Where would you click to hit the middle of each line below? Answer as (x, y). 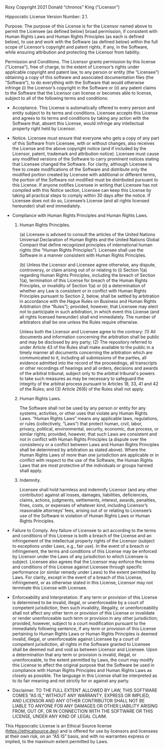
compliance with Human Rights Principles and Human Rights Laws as (82, 670)
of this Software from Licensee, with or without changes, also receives (83, 143)
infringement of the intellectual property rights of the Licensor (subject (83, 541)
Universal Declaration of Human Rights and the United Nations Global (89, 240)
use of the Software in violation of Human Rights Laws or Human (85, 516)
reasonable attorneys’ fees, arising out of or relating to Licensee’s (85, 510)
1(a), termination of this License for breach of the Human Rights (83, 280)
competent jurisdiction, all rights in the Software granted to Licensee (81, 644)
